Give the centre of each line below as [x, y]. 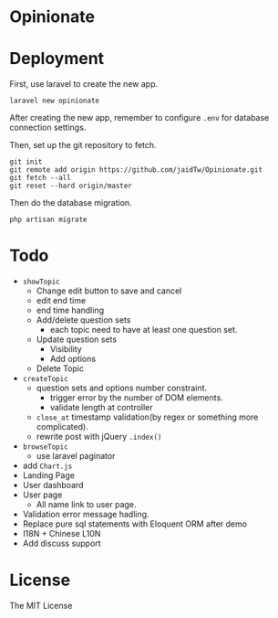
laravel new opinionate [55, 101]
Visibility [66, 349]
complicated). [62, 427]
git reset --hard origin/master [71, 186]
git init [26, 162]
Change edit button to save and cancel [109, 291]
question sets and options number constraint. [122, 388]
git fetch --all [40, 178]
